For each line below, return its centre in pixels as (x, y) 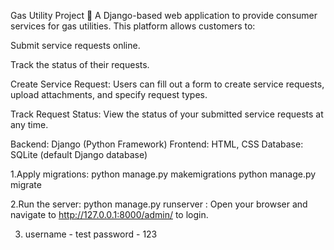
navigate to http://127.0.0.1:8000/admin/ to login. (109, 214)
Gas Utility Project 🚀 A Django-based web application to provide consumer (164, 15)
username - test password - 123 (91, 234)
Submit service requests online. (75, 45)
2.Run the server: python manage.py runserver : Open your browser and (159, 204)
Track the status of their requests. (80, 64)
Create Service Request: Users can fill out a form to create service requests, (167, 84)
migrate (26, 184)
